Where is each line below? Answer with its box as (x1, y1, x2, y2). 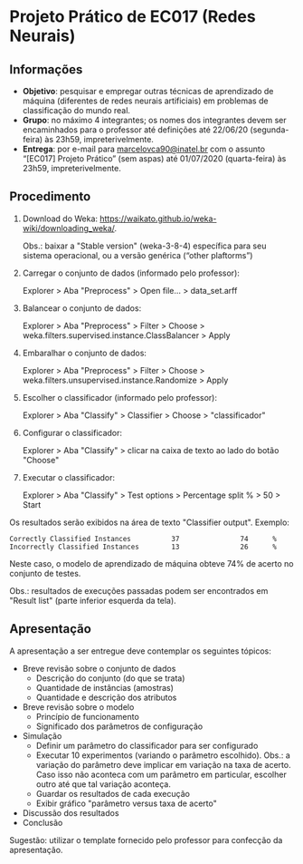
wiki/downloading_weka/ (22, 222, 115, 233)
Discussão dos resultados (22, 807, 119, 818)
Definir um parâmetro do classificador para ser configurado (35, 740, 259, 751)
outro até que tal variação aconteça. (35, 778, 172, 790)
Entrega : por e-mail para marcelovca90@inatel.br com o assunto (22, 143, 265, 154)
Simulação (22, 730, 62, 741)
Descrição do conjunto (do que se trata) (35, 673, 185, 684)
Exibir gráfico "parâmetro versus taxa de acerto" (35, 798, 217, 809)
